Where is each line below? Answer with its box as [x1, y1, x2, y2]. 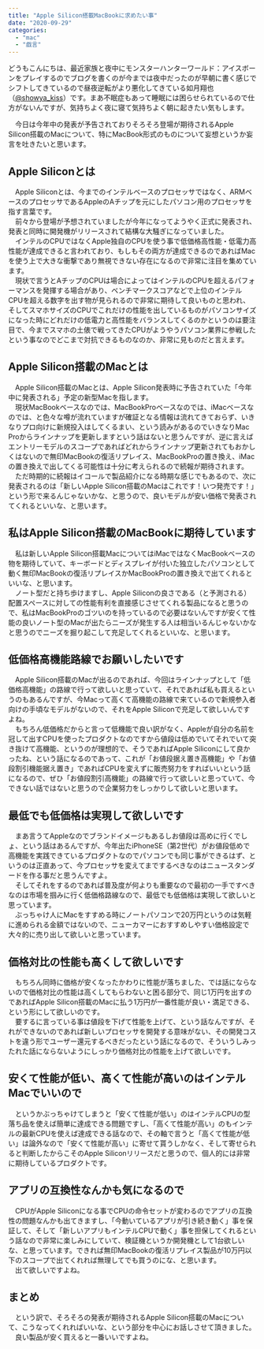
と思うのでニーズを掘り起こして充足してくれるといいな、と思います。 [8, 628, 235, 637]
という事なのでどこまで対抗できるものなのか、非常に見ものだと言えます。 [8, 334, 249, 344]
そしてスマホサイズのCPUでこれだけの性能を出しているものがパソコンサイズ [8, 305, 257, 315]
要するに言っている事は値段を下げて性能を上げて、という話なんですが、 [14, 1017, 249, 1026]
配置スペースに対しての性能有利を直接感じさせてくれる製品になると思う [8, 598, 242, 607]
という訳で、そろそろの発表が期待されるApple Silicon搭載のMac [14, 1313, 224, 1322]
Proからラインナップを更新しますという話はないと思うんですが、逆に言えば [8, 431, 254, 442]
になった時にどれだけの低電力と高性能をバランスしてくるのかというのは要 [8, 315, 250, 324]
